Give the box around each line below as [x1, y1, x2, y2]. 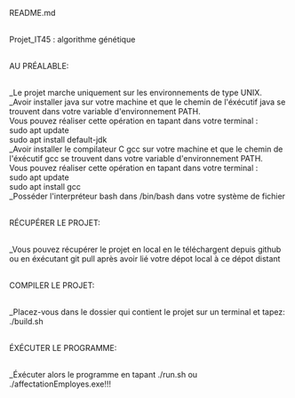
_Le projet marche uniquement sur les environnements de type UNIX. [9, 88, 262, 98]
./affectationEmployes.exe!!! [9, 378, 112, 389]
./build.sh [9, 316, 44, 326]
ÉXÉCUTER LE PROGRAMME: [9, 343, 117, 353]
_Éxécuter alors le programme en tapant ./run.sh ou [9, 370, 198, 379]
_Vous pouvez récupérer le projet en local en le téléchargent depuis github [9, 244, 282, 254]
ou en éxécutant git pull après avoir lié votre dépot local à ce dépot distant [9, 254, 281, 264]
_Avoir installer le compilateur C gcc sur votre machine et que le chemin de [9, 144, 283, 154]
